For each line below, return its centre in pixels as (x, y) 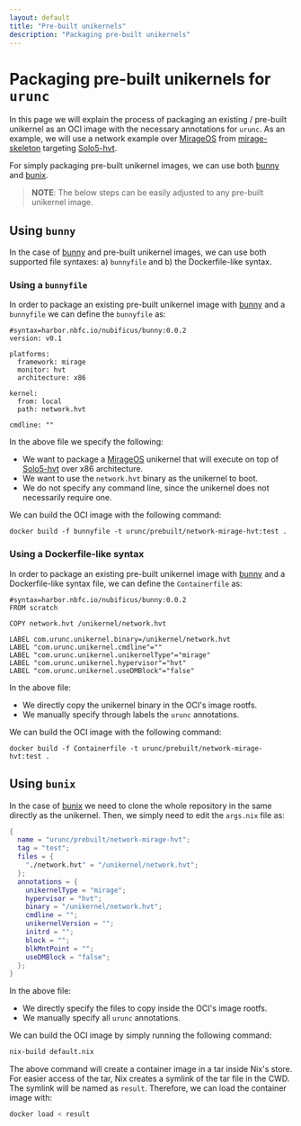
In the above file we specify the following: (86, 442)
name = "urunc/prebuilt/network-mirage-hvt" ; (104, 840)
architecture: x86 (52, 378)
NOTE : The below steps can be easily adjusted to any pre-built (147, 193)
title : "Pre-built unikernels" (68, 26)
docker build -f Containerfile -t (74, 748)
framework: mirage (52, 362)
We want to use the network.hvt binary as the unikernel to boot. (140, 479)
